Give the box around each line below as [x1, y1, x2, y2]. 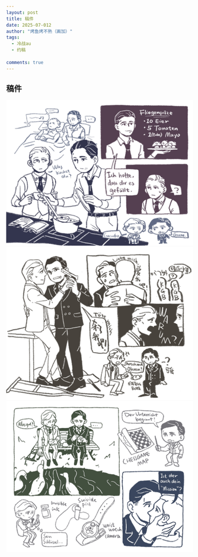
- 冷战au [11, 41, 31, 47]
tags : [6, 34, 20, 41]
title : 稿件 [6, 15, 34, 22]
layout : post [6, 9, 39, 15]
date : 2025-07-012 [6, 22, 52, 28]
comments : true [6, 59, 44, 65]
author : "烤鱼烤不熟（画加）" [6, 28, 73, 34]
